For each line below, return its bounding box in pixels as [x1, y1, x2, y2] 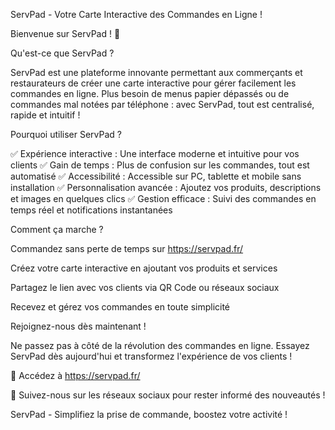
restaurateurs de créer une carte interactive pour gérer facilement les [10, 77, 297, 89]
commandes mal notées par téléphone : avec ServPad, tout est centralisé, [10, 99, 315, 110]
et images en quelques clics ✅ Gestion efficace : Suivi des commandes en [10, 193, 317, 204]
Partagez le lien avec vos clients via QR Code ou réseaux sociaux [10, 282, 280, 293]
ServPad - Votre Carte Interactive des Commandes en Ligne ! [10, 9, 263, 20]
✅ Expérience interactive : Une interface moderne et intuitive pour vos [10, 148, 300, 159]
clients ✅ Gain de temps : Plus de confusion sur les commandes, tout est [10, 159, 310, 171]
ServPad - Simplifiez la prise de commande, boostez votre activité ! [10, 409, 288, 420]
